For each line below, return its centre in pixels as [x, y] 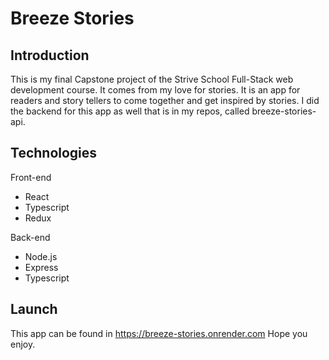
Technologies [54, 153]
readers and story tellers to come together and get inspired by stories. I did [165, 100]
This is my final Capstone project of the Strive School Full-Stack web [152, 79]
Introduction [50, 55]
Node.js [41, 256]
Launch [34, 309]
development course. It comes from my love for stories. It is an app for [155, 90]
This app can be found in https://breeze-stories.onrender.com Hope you [159, 333]
